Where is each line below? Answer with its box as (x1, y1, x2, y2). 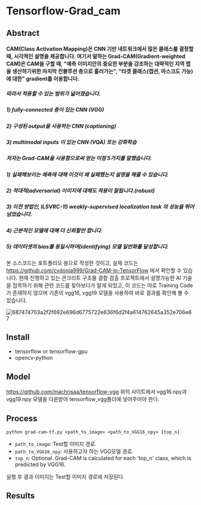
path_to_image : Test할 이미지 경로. (14, 440, 97, 447)
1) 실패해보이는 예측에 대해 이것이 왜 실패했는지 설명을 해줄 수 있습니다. (6, 171, 169, 178)
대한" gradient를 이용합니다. (12, 75, 79, 82)
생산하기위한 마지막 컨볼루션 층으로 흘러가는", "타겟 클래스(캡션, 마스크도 (12, 67, 181, 75)
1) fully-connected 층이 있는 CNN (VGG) (6, 106, 104, 113)
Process (6, 413, 38, 423)
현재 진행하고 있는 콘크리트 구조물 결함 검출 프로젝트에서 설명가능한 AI (18, 274, 181, 281)
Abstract (6, 28, 40, 38)
